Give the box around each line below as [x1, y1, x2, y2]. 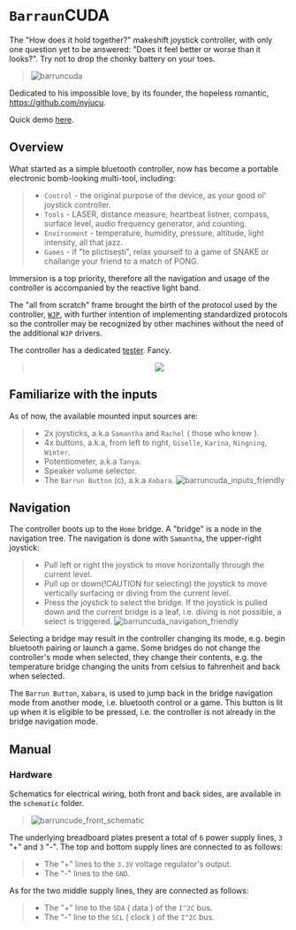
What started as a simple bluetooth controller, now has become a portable [9, 163, 279, 173]
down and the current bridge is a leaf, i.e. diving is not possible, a [43, 607, 282, 618]
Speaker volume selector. [43, 465, 137, 476]
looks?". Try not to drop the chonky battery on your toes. [9, 53, 216, 64]
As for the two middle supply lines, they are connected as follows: [9, 886, 249, 896]
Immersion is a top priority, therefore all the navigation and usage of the [9, 273, 270, 283]
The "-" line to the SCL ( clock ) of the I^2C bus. [43, 912, 215, 923]
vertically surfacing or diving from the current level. [43, 588, 231, 598]
